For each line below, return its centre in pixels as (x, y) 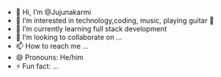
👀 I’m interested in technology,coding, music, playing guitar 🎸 (115, 20)
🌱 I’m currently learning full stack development (91, 29)
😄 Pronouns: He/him (50, 57)
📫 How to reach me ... (52, 46)
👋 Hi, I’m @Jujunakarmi (53, 12)
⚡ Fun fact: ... (37, 66)
